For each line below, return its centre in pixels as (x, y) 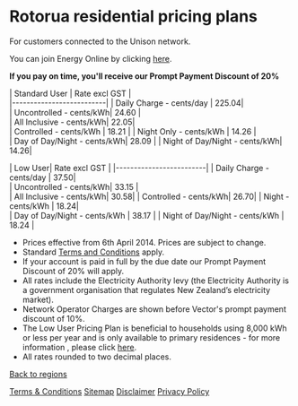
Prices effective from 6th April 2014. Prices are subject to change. (144, 242)
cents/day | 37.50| (43, 177)
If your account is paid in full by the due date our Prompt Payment (144, 261)
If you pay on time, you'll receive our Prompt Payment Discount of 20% (145, 76)
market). (38, 299)
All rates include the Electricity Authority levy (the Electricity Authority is (156, 281)
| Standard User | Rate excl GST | (70, 93)
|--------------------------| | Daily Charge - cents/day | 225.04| (127, 103)
